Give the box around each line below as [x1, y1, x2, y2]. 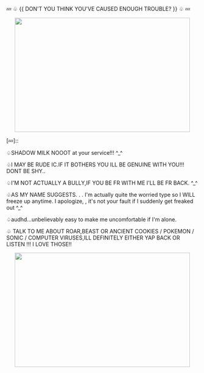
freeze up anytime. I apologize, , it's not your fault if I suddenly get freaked [6, 197, 194, 205]
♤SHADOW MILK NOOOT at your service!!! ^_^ [6, 149, 123, 156]
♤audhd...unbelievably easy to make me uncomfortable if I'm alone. [6, 216, 177, 223]
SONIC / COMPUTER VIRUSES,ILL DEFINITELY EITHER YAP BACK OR [6, 234, 181, 241]
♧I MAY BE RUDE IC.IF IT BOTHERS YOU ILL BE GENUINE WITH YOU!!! [6, 161, 185, 168]
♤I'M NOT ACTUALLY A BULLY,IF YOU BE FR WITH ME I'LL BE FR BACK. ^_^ [6, 179, 198, 187]
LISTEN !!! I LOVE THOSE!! [6, 241, 72, 247]
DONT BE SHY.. [6, 168, 46, 174]
